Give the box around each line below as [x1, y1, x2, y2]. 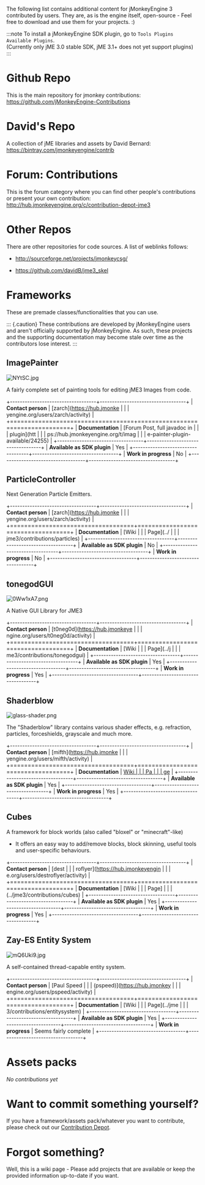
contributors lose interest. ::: [6, 340, 78, 347]
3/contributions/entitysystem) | [6, 1008, 84, 1015]
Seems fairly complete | [34, 1027, 95, 1035]
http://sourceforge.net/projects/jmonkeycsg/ [15, 255, 128, 262]
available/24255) [6, 437, 49, 444]
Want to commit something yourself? [6, 1097, 199, 1111]
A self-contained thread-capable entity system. [6, 963, 126, 970]
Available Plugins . [6, 37, 55, 44]
